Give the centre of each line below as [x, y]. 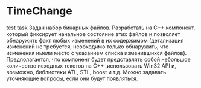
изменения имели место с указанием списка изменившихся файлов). [97, 53]
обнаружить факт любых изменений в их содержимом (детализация [95, 40]
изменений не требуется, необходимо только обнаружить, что [88, 47]
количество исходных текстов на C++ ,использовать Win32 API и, [91, 66]
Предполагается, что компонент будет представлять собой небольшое [99, 59]
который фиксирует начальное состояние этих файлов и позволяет [93, 34]
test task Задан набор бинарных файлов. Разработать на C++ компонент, [101, 28]
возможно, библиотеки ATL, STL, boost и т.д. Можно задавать [86, 72]
